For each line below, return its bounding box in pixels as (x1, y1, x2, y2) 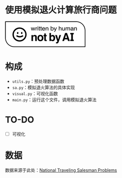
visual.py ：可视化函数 (12, 90, 58, 96)
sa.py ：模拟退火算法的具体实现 (12, 84, 75, 90)
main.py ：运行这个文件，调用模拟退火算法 (12, 97, 97, 102)
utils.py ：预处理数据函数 (12, 78, 65, 84)
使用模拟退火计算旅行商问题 (5, 4, 117, 16)
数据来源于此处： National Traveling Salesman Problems (5, 167, 118, 173)
